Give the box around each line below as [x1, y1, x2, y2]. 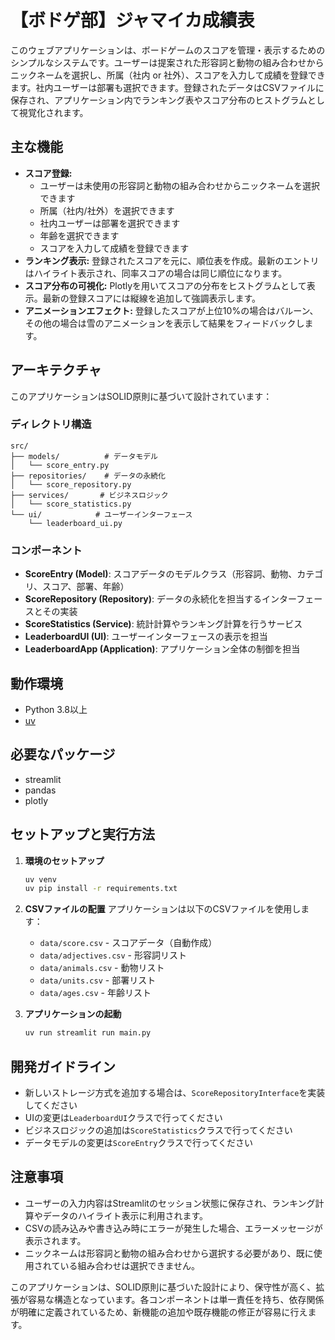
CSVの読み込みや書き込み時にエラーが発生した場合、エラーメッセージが [24, 1222, 323, 1234]
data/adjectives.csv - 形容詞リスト [39, 949, 187, 961]
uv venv [24, 874, 57, 885]
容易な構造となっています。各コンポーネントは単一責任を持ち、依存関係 [27, 1293, 325, 1305]
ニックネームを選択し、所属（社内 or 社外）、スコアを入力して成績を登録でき [10, 69, 326, 81]
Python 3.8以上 [24, 703, 88, 715]
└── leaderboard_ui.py [28, 518, 123, 528]
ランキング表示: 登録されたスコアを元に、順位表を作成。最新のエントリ [24, 254, 320, 266]
